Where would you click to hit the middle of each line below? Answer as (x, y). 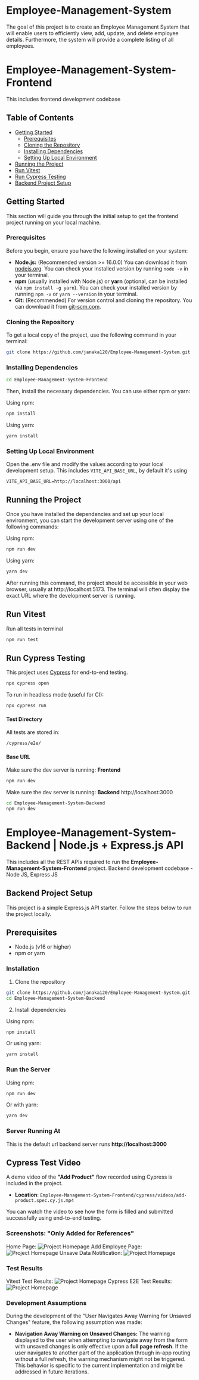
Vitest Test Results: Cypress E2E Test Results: (89, 1281)
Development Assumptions (46, 1303)
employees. (20, 46)
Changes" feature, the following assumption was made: (74, 1322)
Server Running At (33, 1131)
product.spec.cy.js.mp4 (44, 1201)
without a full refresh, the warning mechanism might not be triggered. (100, 1359)
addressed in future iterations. (52, 1372)
